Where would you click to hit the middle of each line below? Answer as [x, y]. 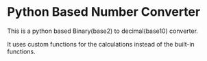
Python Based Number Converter [104, 12]
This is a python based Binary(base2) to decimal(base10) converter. [103, 31]
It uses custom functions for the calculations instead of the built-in [101, 44]
